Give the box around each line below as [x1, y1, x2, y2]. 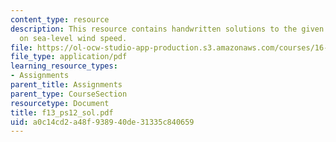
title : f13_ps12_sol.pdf [10, 107, 114, 118]
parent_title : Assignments [10, 80, 123, 90]
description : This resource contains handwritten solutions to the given [10, 24, 325, 34]
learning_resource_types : [10, 61, 118, 71]
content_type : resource [10, 14, 110, 25]
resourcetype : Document [10, 98, 110, 108]
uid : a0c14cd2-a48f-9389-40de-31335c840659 [10, 117, 195, 127]
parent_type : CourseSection [10, 89, 128, 99]
